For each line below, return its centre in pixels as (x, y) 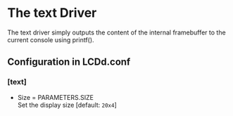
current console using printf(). (51, 39)
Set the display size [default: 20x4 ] (67, 105)
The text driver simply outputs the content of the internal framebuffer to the (117, 32)
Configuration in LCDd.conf (69, 62)
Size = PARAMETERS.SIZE (55, 97)
